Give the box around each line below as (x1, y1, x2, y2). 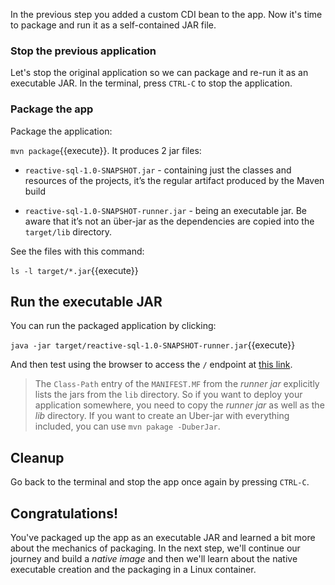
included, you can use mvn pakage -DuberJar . (34, 420, 221, 433)
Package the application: (10, 125, 113, 137)
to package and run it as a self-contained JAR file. (10, 19, 217, 31)
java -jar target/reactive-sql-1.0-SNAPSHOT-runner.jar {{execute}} (10, 339, 296, 351)
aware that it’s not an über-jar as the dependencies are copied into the (24, 215, 315, 227)
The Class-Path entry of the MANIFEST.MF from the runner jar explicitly (34, 378, 320, 390)
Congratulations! (10, 505, 119, 522)
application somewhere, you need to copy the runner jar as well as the (34, 399, 325, 411)
